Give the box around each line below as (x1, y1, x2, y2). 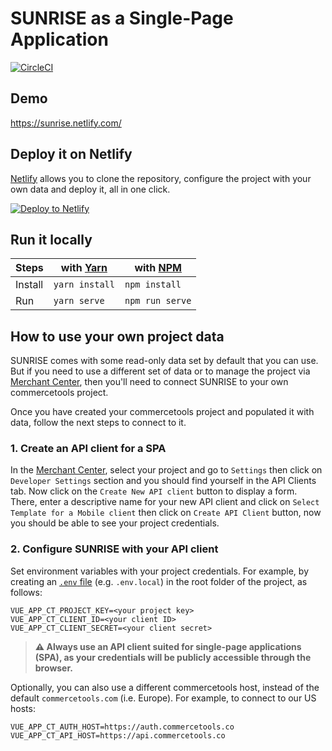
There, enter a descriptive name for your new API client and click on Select (10, 496, 320, 508)
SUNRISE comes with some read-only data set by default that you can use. (10, 355, 319, 367)
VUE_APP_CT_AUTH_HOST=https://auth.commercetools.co (10, 722, 235, 732)
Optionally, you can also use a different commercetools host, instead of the (10, 681, 320, 693)
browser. (34, 662, 73, 674)
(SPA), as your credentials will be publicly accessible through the (34, 651, 312, 663)
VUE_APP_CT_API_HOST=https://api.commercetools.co (10, 730, 226, 741)
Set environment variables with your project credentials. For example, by (10, 565, 310, 577)
